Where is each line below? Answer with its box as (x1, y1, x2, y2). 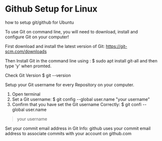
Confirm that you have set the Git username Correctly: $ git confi (12, 101, 142, 107)
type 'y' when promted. (5, 63, 52, 69)
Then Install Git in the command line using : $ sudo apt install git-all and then (5, 58, 158, 63)
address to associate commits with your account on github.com (5, 130, 132, 136)
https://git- (105, 43, 127, 49)
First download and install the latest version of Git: (5, 43, 105, 49)
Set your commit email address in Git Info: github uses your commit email (5, 125, 151, 131)
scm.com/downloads (5, 48, 47, 54)
